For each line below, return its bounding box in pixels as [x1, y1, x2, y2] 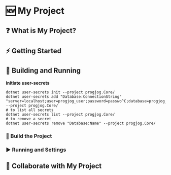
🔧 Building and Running [6, 66, 81, 75]
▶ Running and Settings [6, 146, 66, 153]
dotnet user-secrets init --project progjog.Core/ [6, 89, 115, 95]
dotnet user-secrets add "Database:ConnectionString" [6, 94, 122, 99]
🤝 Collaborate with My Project [6, 162, 102, 170]
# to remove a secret [6, 116, 52, 121]
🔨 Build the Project [6, 132, 52, 139]
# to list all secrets [6, 107, 54, 113]
